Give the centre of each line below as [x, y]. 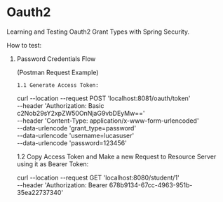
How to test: [24, 45]
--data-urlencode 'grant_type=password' [76, 128]
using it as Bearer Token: [53, 164]
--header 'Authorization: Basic [60, 105]
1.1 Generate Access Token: [58, 85]
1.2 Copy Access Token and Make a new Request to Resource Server [116, 156]
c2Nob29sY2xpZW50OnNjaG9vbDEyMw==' [81, 113]
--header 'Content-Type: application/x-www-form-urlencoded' [108, 121]
